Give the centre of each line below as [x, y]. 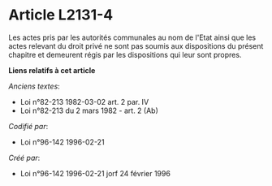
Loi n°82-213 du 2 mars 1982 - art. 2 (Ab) [89, 110]
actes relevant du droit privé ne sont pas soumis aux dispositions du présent [136, 45]
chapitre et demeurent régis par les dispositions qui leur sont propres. [125, 54]
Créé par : [24, 158]
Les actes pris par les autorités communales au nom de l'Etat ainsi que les [132, 37]
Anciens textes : [35, 86]
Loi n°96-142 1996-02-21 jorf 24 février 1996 [95, 173]
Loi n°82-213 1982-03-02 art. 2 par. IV [84, 102]
